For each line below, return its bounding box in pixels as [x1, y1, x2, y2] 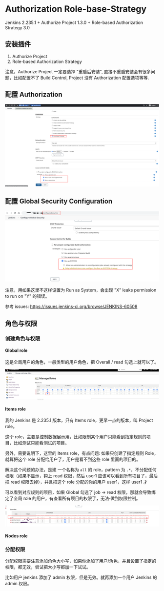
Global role [5, 347, 28, 353]
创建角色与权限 [5, 335, 41, 342]
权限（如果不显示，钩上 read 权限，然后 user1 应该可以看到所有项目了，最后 [5, 473, 158, 479]
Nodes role [5, 533, 28, 539]
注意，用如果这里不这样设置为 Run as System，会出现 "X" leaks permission [5, 287, 157, 293]
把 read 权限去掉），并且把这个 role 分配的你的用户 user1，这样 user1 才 [5, 479, 148, 485]
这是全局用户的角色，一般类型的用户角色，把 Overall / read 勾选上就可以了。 [5, 359, 159, 365]
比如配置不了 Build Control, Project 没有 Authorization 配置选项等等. [13, 75, 149, 81]
